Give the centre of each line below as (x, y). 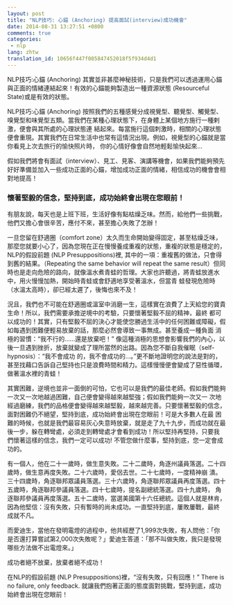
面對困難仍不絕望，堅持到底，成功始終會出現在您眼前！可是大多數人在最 (110, 414)
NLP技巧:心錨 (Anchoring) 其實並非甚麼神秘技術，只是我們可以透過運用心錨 (115, 79)
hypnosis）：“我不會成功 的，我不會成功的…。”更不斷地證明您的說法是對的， (114, 356)
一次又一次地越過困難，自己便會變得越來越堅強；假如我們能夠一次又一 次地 (114, 397)
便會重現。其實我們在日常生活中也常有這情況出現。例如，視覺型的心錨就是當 (116, 137)
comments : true (29, 33)
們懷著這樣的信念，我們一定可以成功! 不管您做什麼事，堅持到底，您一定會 (112, 440)
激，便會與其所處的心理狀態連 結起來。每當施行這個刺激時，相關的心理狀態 (114, 128)
